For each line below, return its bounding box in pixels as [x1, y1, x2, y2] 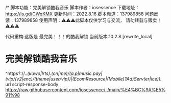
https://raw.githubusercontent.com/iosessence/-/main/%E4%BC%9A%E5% [5, 86, 166, 93]
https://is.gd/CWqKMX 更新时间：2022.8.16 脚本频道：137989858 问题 [5, 11, 154, 17]
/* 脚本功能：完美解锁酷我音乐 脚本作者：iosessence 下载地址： [5, 5, 140, 10]
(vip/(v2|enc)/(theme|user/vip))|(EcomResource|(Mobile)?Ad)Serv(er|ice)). [5, 75, 162, 82]
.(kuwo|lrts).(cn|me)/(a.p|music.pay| [26, 70, 103, 76]
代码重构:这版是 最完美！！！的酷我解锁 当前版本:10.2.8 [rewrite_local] [5, 34, 153, 39]
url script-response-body [5, 81, 59, 87]
